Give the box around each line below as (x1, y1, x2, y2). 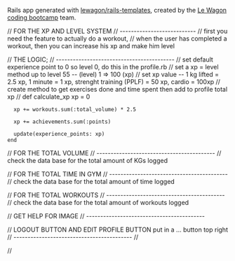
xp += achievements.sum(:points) (13, 118, 112, 125)
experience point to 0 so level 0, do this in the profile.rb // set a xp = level (7, 63, 219, 71)
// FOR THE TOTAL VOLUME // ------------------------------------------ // (7, 149, 222, 157)
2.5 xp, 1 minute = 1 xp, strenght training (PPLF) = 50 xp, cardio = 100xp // (7, 78, 221, 86)
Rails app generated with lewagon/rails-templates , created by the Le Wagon (7, 6, 227, 14)
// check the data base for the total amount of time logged (7, 178, 175, 185)
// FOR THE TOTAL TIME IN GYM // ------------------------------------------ (7, 170, 228, 178)
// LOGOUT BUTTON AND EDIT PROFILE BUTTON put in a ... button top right (7, 225, 228, 234)
